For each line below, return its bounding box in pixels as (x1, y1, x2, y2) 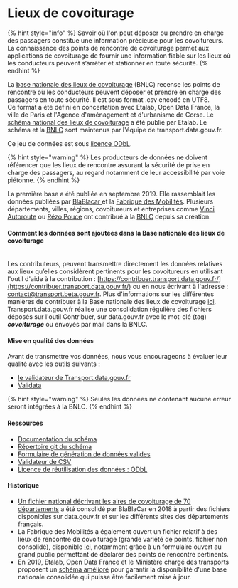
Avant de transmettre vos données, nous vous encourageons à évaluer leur (7, 352, 227, 361)
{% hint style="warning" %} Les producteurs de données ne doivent (7, 153, 207, 162)
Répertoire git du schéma (17, 442, 92, 451)
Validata (17, 381, 42, 389)
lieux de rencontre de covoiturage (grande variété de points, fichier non (17, 535, 227, 543)
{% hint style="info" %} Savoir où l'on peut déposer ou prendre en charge (7, 28, 224, 37)
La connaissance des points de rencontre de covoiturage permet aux (7, 43, 210, 52)
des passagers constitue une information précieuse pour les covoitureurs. (7, 36, 224, 44)
